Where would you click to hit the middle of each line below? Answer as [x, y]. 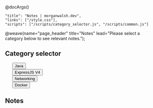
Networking [25, 79]
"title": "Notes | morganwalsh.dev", [43, 16]
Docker [21, 85]
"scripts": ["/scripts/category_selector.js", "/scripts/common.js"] [77, 24]
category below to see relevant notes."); [45, 39]
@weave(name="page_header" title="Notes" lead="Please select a [72, 33]
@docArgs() [17, 7]
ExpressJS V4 [27, 72]
